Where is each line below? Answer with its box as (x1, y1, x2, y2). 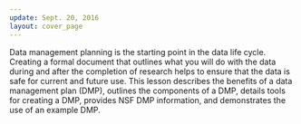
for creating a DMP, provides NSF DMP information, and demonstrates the (9, 94, 286, 105)
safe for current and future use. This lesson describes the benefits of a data (9, 75, 293, 86)
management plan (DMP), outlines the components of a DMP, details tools (9, 85, 286, 96)
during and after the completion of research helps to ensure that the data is (9, 65, 290, 77)
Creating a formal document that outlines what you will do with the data (9, 56, 277, 67)
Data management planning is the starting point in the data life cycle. (9, 46, 267, 57)
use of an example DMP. (9, 104, 102, 115)
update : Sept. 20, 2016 (9, 13, 100, 23)
